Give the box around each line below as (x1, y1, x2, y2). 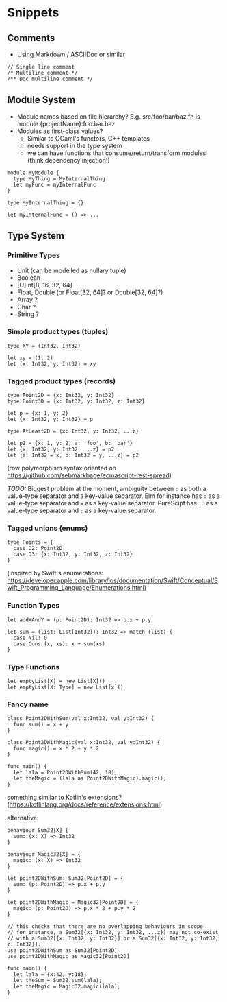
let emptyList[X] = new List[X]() (7, 678, 106, 684)
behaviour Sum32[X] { (7, 827, 69, 834)
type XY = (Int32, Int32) (7, 342, 81, 349)
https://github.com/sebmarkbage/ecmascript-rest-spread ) (7, 471, 172, 479)
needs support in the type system (27, 141, 122, 150)
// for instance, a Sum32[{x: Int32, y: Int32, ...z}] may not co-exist (7, 929, 219, 936)
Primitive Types (7, 250, 60, 260)
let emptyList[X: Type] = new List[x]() (7, 684, 124, 691)
